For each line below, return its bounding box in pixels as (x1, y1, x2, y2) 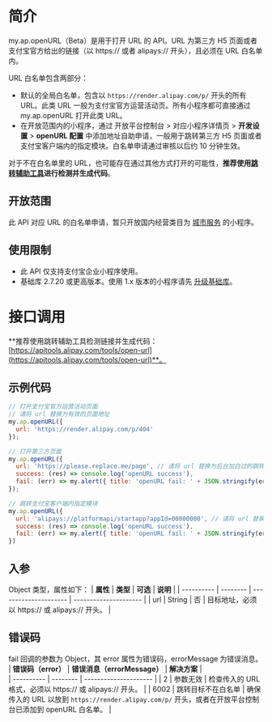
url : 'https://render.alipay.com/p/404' (15, 425, 154, 433)
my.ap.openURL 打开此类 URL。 (19, 110, 127, 120)
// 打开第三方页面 (8, 447, 62, 456)
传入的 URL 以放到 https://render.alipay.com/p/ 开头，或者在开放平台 (8, 694, 245, 704)
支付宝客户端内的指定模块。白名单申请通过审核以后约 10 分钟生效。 (19, 141, 245, 151)
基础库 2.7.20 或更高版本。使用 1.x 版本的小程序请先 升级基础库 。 (19, 276, 237, 286)
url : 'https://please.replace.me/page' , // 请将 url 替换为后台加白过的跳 (15, 462, 259, 470)
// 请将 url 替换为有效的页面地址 (8, 410, 110, 418)
